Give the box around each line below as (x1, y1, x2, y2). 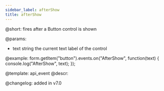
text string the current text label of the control (12, 45, 107, 51)
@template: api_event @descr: (5, 70, 69, 76)
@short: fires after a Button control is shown (5, 26, 97, 32)
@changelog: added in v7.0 (5, 80, 62, 86)
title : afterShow (5, 12, 42, 17)
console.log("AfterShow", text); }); (5, 60, 75, 66)
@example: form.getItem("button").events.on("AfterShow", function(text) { (5, 55, 159, 61)
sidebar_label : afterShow (5, 7, 59, 13)
